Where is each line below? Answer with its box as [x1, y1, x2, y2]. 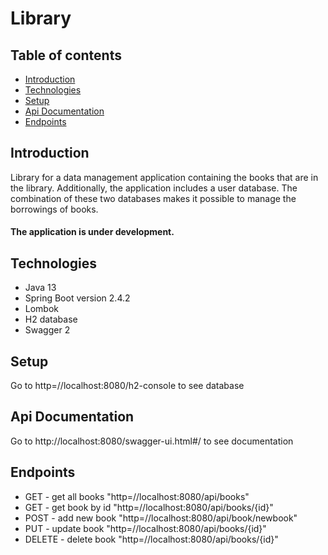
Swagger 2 [24, 324, 71, 336]
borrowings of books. [10, 203, 99, 215]
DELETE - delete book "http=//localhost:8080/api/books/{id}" [24, 533, 279, 545]
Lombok [24, 303, 60, 315]
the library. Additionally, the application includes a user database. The [10, 182, 298, 194]
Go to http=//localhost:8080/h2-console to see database [10, 380, 245, 392]
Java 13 [24, 282, 57, 294]
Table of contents [10, 47, 122, 64]
